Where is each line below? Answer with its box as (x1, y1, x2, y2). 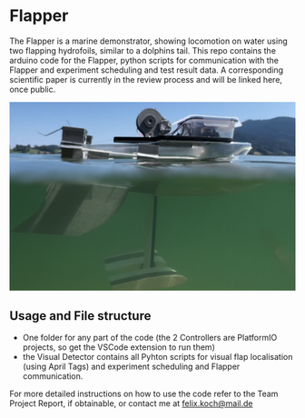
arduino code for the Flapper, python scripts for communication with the (9, 55, 280, 65)
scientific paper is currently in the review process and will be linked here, (9, 74, 283, 85)
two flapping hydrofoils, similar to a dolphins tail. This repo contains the (9, 45, 277, 55)
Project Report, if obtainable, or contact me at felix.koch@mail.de (9, 398, 253, 409)
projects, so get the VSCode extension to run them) (22, 342, 215, 353)
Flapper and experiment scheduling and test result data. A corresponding (9, 65, 284, 75)
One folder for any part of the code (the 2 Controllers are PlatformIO (22, 333, 278, 343)
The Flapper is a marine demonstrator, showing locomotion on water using (9, 35, 288, 46)
